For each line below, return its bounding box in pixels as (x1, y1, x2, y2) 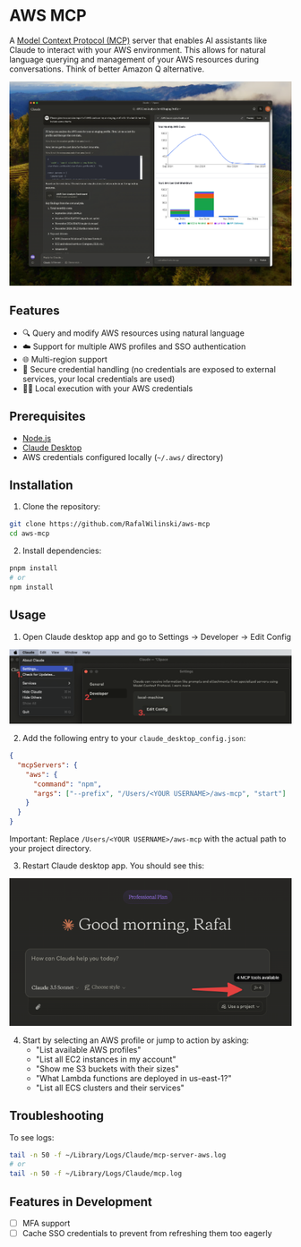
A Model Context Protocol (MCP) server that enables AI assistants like (9, 35, 267, 46)
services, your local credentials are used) (21, 373, 176, 384)
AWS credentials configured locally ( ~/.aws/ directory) (21, 451, 224, 462)
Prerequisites (9, 409, 86, 424)
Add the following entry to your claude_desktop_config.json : (21, 733, 246, 743)
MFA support (21, 1217, 71, 1228)
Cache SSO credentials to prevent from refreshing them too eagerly (21, 1228, 272, 1238)
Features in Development (9, 1194, 152, 1209)
